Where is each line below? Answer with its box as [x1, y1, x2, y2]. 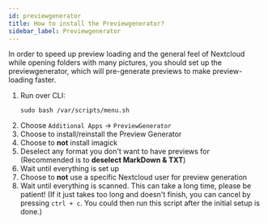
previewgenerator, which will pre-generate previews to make [8, 67, 211, 76]
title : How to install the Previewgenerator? [8, 19, 164, 28]
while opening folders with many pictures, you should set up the [8, 58, 223, 67]
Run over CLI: [19, 91, 66, 101]
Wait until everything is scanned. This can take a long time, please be [19, 181, 252, 191]
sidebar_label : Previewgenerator [8, 27, 121, 35]
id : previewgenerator [8, 11, 82, 20]
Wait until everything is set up [19, 164, 120, 174]
